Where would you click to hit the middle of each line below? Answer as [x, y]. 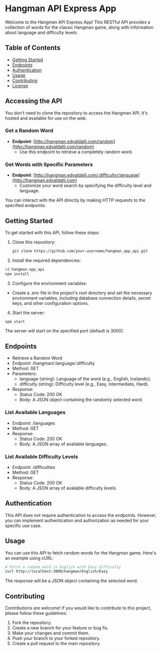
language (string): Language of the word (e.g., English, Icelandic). [85, 379]
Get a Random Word [29, 131]
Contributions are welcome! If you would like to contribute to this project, [78, 608]
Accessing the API [34, 101]
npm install [17, 274]
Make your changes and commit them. [51, 633]
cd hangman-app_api [25, 269]
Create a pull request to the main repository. [56, 644]
